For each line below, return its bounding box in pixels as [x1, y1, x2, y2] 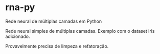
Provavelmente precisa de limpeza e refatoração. [5, 43, 109, 49]
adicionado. [5, 33, 30, 39]
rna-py [5, 2, 35, 13]
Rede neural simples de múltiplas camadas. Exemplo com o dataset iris [5, 28, 155, 34]
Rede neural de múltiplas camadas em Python [5, 18, 102, 24]
